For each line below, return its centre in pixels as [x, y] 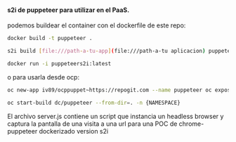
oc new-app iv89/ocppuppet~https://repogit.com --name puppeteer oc [110, 90]
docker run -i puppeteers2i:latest [59, 63]
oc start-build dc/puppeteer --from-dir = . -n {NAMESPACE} [94, 103]
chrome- [191, 124]
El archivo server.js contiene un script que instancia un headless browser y [116, 116]
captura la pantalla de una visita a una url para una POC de [92, 124]
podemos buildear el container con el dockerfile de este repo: [97, 25]
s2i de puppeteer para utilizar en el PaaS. [68, 10]
